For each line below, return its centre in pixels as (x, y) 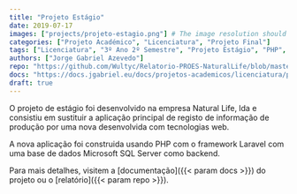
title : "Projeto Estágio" (57, 17)
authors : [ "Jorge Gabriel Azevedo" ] (76, 58)
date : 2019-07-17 (41, 26)
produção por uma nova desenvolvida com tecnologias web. (119, 127)
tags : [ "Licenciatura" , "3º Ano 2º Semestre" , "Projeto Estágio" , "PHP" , (148, 50)
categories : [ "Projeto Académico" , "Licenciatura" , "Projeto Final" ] (140, 42)
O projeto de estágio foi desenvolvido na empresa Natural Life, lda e (133, 108)
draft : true (31, 83)
